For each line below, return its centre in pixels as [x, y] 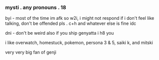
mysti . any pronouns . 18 [36, 7]
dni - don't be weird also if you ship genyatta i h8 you [59, 33]
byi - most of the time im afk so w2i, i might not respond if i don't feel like [80, 18]
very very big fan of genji [31, 52]
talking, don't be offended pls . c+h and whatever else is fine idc [71, 23]
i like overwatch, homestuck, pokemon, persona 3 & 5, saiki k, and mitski [79, 43]
